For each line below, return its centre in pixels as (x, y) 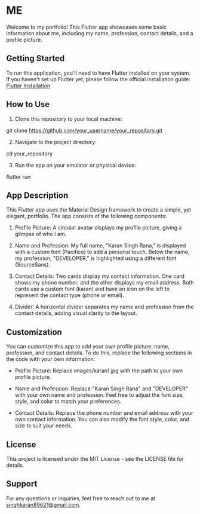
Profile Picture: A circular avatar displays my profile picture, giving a (98, 228)
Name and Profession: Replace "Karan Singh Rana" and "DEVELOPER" (101, 388)
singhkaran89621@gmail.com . (43, 504)
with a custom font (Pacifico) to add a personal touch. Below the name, (102, 252)
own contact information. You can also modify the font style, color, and (102, 420)
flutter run (19, 176)
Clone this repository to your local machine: (68, 119)
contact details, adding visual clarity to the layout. (76, 313)
